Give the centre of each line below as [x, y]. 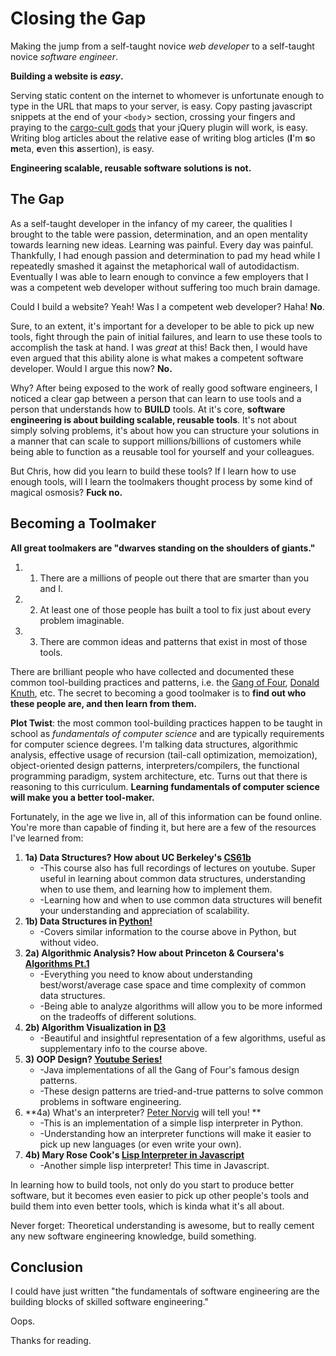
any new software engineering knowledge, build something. [133, 1236]
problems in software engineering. [110, 1101]
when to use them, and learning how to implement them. [156, 889]
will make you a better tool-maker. [82, 797]
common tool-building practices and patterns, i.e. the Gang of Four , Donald [165, 682]
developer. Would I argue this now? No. [91, 368]
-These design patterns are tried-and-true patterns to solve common [181, 1091]
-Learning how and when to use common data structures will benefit [181, 899]
